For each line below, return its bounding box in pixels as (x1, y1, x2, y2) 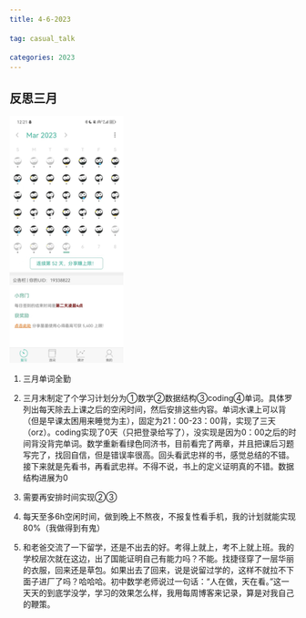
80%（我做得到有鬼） (22, 522, 106, 533)
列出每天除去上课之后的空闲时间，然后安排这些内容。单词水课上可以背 (22, 404, 287, 415)
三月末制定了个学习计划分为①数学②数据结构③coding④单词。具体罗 (22, 392, 293, 403)
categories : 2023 (9, 53, 76, 63)
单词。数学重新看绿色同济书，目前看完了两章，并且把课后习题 (62, 438, 294, 448)
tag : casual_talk (9, 34, 76, 43)
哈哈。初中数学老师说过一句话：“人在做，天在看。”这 (86, 575, 282, 587)
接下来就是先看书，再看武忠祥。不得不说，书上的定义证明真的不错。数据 (22, 460, 294, 471)
